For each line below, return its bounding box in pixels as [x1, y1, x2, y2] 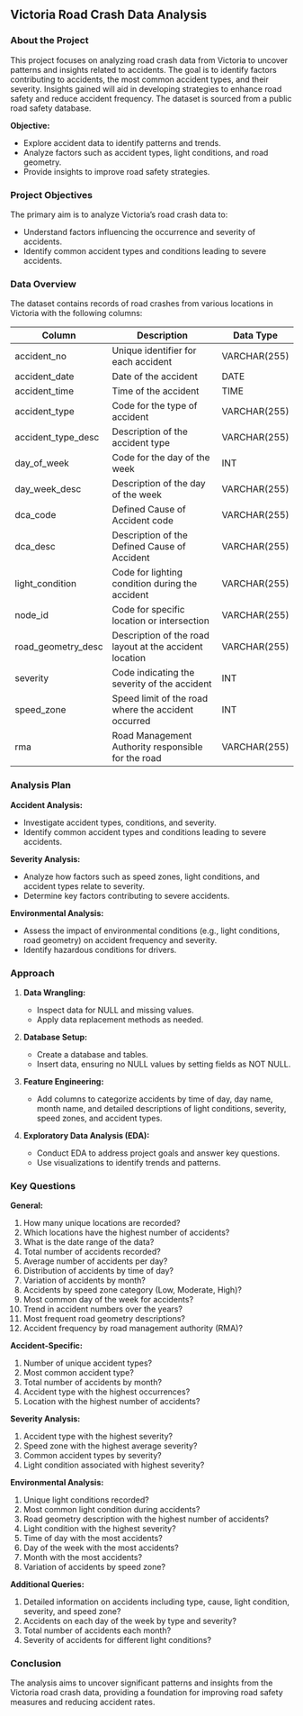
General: [10, 1200, 44, 1211]
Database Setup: [22, 1031, 88, 1042]
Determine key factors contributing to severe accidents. [22, 890, 230, 901]
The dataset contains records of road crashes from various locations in [10, 298, 273, 309]
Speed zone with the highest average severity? [22, 1440, 198, 1451]
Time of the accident [111, 385, 200, 397]
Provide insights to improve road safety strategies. [22, 166, 210, 177]
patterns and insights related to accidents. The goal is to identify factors [10, 64, 277, 75]
